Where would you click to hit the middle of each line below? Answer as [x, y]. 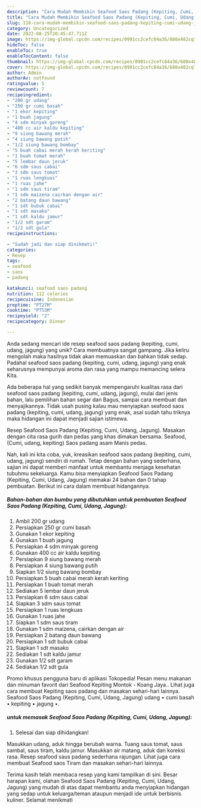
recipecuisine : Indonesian [40, 299]
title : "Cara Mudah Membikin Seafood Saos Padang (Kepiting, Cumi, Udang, [102, 17]
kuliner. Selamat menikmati [40, 800]
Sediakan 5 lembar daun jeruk [52, 590]
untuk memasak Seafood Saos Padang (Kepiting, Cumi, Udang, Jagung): [100, 717]
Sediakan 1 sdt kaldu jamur [48, 654]
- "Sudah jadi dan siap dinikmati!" [52, 244]
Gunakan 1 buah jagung [44, 540]
